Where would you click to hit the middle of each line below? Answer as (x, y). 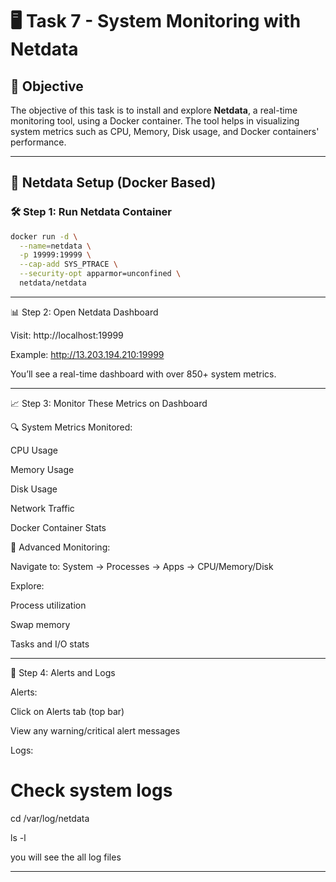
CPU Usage (34, 450)
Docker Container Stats (58, 527)
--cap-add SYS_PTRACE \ (68, 264)
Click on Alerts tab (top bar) (67, 711)
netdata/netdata (53, 283)
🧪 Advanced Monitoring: (60, 547)
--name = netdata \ (55, 246)
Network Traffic (42, 508)
